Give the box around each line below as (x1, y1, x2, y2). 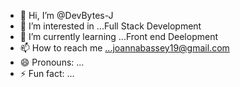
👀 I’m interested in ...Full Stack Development (19, 20, 202, 32)
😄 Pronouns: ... (19, 56, 85, 68)
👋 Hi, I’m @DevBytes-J (19, 10, 114, 21)
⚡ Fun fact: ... (19, 68, 75, 79)
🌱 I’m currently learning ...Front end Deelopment (19, 31, 218, 42)
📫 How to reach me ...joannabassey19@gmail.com (19, 42, 230, 54)
